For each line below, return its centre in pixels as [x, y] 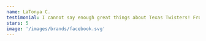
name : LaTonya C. [29, 12]
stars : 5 [17, 23]
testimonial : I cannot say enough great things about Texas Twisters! [98, 17]
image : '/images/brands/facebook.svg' [56, 29]
